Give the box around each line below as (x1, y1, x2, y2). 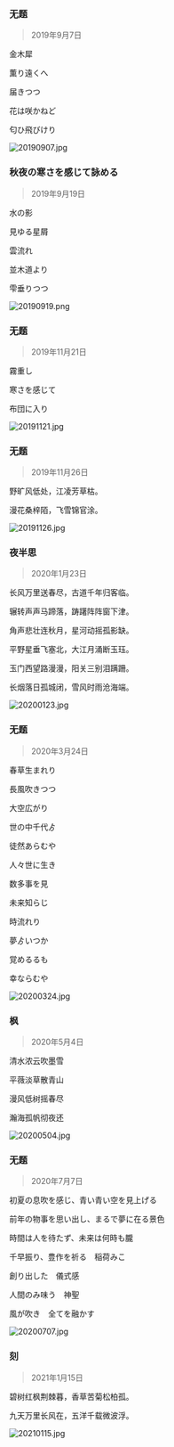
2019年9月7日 (30, 29, 83, 41)
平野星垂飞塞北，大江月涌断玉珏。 (9, 644, 134, 655)
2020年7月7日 (30, 1176, 83, 1187)
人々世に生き (9, 859, 56, 870)
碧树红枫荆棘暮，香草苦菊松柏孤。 (9, 1391, 134, 1402)
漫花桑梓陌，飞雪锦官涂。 (9, 505, 103, 516)
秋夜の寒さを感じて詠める (9, 167, 119, 179)
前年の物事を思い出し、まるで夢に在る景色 (9, 1214, 165, 1224)
